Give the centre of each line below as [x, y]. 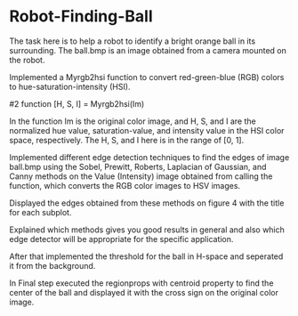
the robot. [27, 60]
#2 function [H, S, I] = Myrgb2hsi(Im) [77, 103]
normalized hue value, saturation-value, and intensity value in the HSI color [147, 130]
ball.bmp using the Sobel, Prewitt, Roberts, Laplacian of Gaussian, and [138, 166]
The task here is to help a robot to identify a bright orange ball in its [133, 41]
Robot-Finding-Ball [81, 16]
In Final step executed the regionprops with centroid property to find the [141, 283]
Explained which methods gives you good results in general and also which [147, 230]
